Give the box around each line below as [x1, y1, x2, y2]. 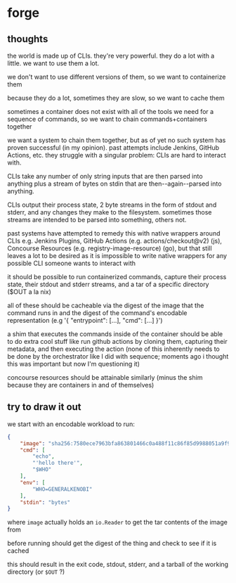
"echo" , [32, 453, 55, 460]
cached [7, 546, 29, 555]
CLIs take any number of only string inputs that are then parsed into [7, 172, 203, 180]
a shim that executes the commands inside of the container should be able [7, 330, 223, 338]
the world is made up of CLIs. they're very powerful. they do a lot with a [7, 51, 215, 60]
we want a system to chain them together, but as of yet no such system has [7, 136, 226, 144]
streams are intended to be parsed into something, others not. [7, 216, 187, 224]
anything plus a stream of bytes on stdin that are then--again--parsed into [7, 179, 222, 188]
